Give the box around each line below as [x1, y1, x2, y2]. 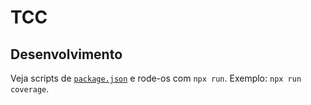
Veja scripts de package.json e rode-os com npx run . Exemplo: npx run [10, 72, 302, 84]
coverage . [10, 83, 50, 95]
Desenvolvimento [10, 46, 123, 63]
